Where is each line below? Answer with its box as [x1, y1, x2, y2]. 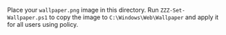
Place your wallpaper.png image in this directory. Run [7, 6, 159, 14]
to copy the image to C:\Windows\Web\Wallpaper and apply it [49, 13, 219, 21]
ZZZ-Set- [160, 7, 185, 14]
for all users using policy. [7, 21, 78, 28]
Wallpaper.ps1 [7, 14, 48, 21]
